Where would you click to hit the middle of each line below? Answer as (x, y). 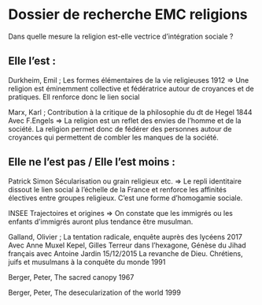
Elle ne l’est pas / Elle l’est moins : (92, 162)
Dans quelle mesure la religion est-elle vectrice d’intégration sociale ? (121, 36)
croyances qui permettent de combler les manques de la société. (113, 137)
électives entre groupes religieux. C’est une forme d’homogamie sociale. (125, 198)
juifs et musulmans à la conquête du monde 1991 (87, 262)
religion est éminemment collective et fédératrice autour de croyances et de (131, 88)
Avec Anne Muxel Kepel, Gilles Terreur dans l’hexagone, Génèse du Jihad (127, 245)
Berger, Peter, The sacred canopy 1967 (71, 277)
